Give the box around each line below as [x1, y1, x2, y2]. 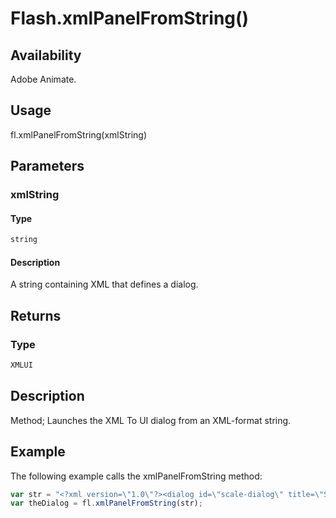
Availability [10, 47, 82, 64]
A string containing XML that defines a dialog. [10, 278, 199, 291]
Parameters [10, 158, 85, 175]
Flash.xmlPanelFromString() [10, 7, 250, 30]
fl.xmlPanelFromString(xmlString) [10, 128, 148, 141]
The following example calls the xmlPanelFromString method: [10, 470, 263, 482]
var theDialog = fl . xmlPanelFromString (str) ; [10, 498, 203, 509]
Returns [10, 307, 62, 324]
